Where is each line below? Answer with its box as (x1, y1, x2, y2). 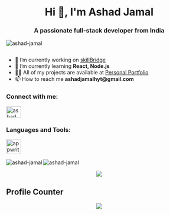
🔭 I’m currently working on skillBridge (14, 56, 106, 64)
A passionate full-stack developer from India (34, 27, 165, 35)
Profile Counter (6, 187, 64, 197)
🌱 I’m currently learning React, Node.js (14, 63, 110, 70)
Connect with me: (6, 93, 58, 101)
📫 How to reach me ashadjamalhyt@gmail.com (14, 76, 134, 83)
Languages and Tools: (6, 125, 71, 133)
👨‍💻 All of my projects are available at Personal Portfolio (14, 69, 149, 76)
